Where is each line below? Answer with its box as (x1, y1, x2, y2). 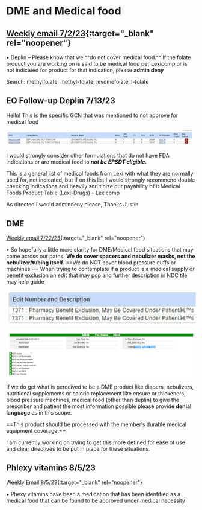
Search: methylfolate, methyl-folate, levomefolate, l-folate (6, 78, 149, 85)
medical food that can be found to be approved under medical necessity (6, 497, 185, 504)
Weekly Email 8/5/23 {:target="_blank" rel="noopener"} (6, 479, 142, 486)
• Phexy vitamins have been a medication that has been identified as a (6, 490, 181, 497)
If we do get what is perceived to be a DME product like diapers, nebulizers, (6, 383, 194, 390)
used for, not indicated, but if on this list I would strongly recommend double (6, 176, 195, 183)
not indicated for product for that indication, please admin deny (6, 66, 164, 74)
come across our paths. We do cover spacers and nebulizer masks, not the (6, 252, 195, 260)
